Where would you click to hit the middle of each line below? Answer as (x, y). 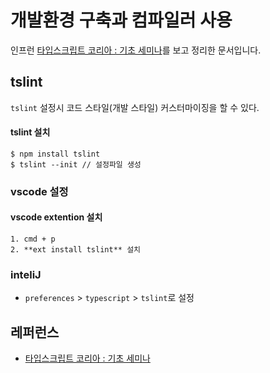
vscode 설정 (39, 191)
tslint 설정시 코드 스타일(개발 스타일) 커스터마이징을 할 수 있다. (135, 107)
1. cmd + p (33, 239)
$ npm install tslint (55, 154)
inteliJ (26, 274)
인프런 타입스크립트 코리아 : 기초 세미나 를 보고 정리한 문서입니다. (136, 50)
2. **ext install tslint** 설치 (76, 250)
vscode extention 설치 (56, 217)
